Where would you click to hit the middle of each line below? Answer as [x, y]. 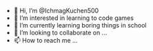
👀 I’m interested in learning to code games [74, 18]
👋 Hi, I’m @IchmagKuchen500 [56, 11]
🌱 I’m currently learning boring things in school [80, 25]
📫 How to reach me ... [45, 40]
